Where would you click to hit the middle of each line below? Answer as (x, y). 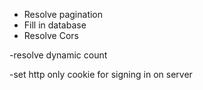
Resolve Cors (51, 35)
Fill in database (55, 25)
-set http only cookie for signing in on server (101, 74)
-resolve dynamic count (58, 55)
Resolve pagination (63, 14)
